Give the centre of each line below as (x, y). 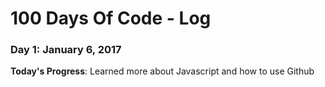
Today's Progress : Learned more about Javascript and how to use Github (162, 71)
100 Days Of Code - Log (111, 18)
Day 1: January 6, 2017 (66, 50)
